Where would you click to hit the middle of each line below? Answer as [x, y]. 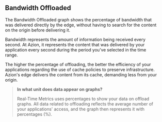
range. [12, 55]
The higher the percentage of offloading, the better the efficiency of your [78, 64]
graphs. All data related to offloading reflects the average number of [85, 104]
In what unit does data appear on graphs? [60, 89]
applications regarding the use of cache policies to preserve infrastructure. [80, 70]
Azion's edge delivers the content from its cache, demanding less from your [81, 74]
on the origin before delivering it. [38, 30]
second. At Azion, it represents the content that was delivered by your [75, 44]
